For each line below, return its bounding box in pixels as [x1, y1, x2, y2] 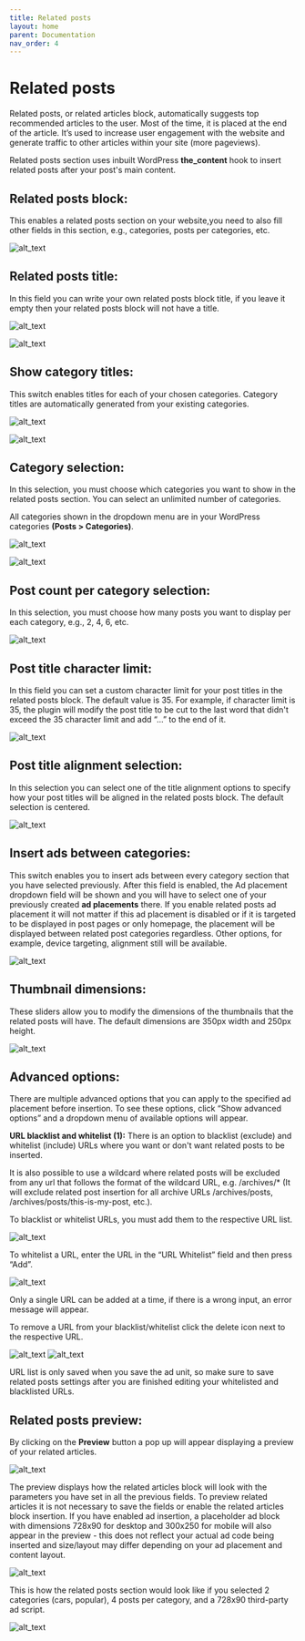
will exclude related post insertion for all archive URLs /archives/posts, [9, 1186, 273, 1198]
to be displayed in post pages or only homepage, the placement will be [9, 918, 276, 929]
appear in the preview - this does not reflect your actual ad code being [9, 1530, 275, 1541]
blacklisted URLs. [9, 1386, 75, 1397]
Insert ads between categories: [9, 846, 191, 861]
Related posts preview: [9, 1412, 143, 1428]
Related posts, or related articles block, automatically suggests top [9, 108, 259, 119]
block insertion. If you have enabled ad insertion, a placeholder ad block [9, 1511, 280, 1522]
